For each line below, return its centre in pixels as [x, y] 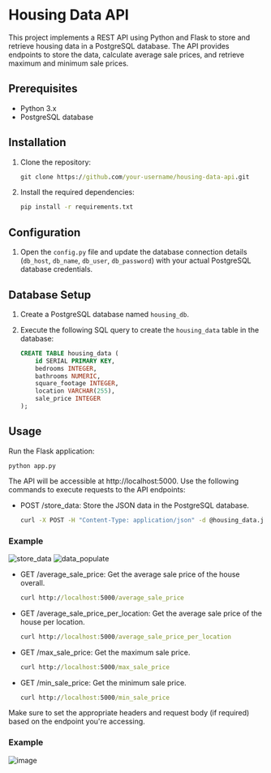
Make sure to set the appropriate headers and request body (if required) [129, 713]
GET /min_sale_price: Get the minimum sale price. [103, 682]
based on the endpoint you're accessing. [77, 721]
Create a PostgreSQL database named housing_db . [104, 314]
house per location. [52, 621]
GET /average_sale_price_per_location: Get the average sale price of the [141, 613]
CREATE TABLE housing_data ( [69, 353]
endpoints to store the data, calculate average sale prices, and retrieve [127, 54]
